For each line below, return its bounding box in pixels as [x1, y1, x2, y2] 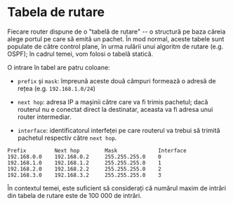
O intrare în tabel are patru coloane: [7, 63, 110, 71]
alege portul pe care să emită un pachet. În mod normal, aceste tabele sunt [7, 34, 225, 43]
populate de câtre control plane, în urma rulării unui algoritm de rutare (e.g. [7, 42, 224, 50]
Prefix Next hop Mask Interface [7, 147, 187, 154]
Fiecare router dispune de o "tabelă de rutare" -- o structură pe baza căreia [7, 27, 226, 36]
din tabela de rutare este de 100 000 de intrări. [7, 191, 142, 199]
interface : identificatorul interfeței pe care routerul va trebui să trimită [17, 126, 220, 134]
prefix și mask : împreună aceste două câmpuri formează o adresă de [17, 76, 216, 85]
